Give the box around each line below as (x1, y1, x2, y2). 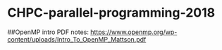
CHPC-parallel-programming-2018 (7, 5, 216, 21)
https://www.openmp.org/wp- (90, 28, 178, 36)
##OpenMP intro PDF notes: (7, 28, 90, 36)
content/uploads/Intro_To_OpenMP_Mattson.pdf (7, 35, 147, 43)
